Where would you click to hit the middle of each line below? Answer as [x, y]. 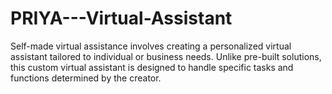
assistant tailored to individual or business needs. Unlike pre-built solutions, [166, 56]
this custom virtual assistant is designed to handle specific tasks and [152, 67]
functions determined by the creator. [86, 78]
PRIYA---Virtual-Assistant [121, 18]
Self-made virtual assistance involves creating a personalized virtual [151, 46]
